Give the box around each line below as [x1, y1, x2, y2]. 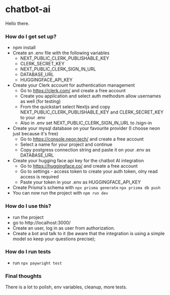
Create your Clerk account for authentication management [12, 82, 135, 88]
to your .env [20, 115, 46, 121]
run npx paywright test [12, 260, 62, 266]
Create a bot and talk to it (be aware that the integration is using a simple [12, 230, 165, 236]
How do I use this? [5, 203, 52, 210]
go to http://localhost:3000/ [12, 219, 71, 226]
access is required [20, 174, 59, 180]
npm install [12, 45, 36, 51]
